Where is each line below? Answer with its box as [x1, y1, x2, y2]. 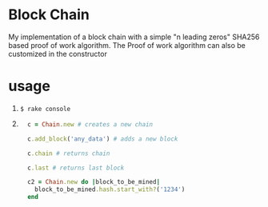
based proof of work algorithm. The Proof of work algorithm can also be [8, 40, 246, 50]
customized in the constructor [8, 49, 108, 58]
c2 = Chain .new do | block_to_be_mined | [27, 178, 161, 186]
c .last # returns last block [27, 164, 125, 172]
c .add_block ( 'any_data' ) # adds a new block [27, 134, 178, 143]
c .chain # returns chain [27, 149, 110, 157]
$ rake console [19, 105, 71, 113]
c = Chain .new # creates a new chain [27, 120, 154, 129]
